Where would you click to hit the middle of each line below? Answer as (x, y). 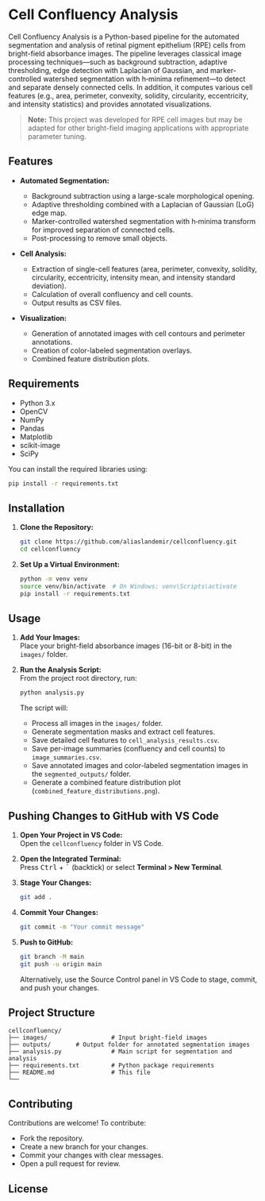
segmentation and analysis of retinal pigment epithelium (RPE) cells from (127, 44)
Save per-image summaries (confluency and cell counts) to (128, 749)
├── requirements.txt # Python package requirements (111, 1066)
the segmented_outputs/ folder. (81, 774)
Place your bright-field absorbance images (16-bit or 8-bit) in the (126, 646)
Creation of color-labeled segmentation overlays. (112, 350)
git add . (36, 898)
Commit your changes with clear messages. (92, 1155)
